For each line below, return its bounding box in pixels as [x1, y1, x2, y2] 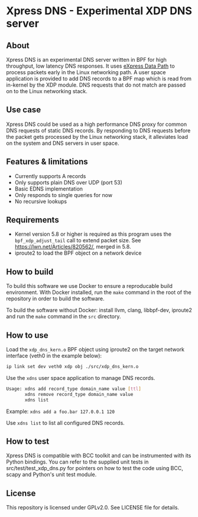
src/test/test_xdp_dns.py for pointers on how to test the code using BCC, [6, 465, 183, 472]
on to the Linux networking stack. [6, 88, 87, 94]
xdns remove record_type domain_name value [24, 391, 134, 397]
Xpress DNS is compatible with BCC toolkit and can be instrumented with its [6, 452, 191, 459]
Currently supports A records [14, 172, 86, 179]
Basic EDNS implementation [14, 185, 83, 192]
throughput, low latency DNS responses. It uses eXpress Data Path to [6, 62, 176, 69]
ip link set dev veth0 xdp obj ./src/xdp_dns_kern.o [6, 364, 139, 370]
